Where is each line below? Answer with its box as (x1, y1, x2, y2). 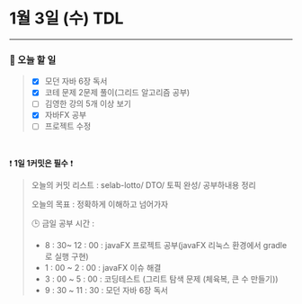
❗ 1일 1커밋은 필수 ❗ (9, 157, 74, 168)
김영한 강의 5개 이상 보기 (44, 98, 132, 109)
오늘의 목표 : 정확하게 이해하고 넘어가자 (31, 199, 169, 210)
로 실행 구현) (44, 251, 89, 262)
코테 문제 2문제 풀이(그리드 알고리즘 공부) (44, 87, 191, 98)
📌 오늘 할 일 (9, 53, 57, 66)
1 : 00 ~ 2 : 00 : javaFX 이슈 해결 (44, 262, 162, 273)
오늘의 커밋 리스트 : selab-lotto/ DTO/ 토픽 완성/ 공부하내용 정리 (31, 179, 256, 190)
